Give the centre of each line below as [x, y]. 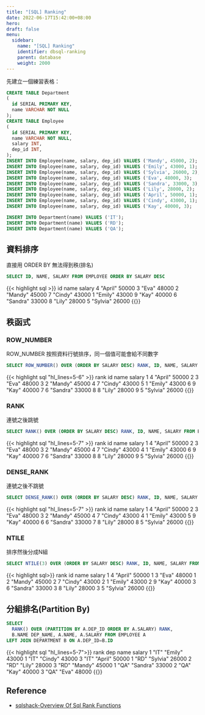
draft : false [23, 29]
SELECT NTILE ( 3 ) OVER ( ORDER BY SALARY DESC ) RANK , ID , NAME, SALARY [97, 564]
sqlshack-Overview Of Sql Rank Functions [68, 705]
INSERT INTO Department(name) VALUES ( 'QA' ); [65, 229]
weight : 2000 [34, 63]
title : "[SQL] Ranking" [37, 12]
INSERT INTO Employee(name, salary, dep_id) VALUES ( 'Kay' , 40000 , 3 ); [99, 206]
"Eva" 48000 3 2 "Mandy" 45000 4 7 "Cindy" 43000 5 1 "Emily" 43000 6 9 [101, 383]
